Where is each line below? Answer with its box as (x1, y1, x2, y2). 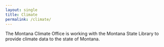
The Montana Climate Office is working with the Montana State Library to (5, 31, 159, 37)
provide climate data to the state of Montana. (5, 36, 100, 42)
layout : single (5, 7, 38, 13)
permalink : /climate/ (5, 17, 52, 22)
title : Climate (5, 12, 38, 17)
